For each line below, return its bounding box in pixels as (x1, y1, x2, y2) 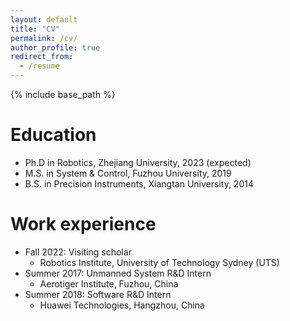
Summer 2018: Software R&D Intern (24, 288, 172, 300)
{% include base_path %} (10, 89, 116, 100)
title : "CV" (10, 24, 60, 34)
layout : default (10, 14, 78, 25)
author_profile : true (10, 42, 101, 53)
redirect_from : (10, 52, 74, 62)
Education (10, 124, 97, 146)
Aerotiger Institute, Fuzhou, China (39, 277, 179, 290)
